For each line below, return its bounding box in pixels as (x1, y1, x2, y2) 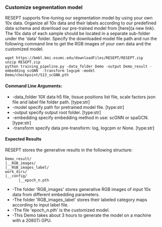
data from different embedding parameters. (12, 191, 100, 197)
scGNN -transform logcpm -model (26, 68, 95, 73)
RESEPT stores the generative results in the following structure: (5, 147, 133, 153)
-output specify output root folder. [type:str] (12, 109, 101, 115)
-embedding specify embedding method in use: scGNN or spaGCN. (12, 114, 149, 121)
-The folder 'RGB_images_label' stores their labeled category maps (12, 197, 148, 203)
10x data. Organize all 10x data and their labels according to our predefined (5, 20, 157, 26)
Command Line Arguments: (5, 83, 63, 89)
